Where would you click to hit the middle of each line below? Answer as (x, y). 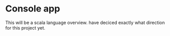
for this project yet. (25, 27)
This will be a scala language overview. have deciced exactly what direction (85, 22)
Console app (33, 9)
